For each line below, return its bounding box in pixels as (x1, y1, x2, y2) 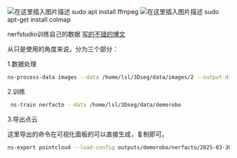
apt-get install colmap (7, 15, 71, 24)
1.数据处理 (7, 60, 37, 68)
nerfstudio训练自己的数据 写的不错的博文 (7, 30, 126, 38)
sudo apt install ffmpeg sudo (71, 8, 219, 15)
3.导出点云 (7, 114, 38, 123)
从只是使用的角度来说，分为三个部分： (7, 45, 119, 53)
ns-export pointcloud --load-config (7, 144, 115, 151)
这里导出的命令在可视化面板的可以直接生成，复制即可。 (7, 130, 168, 138)
